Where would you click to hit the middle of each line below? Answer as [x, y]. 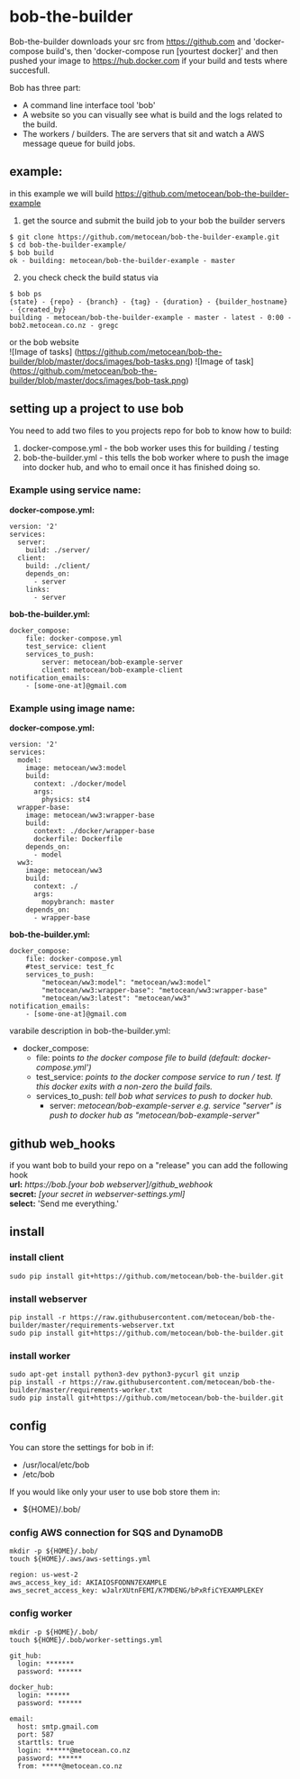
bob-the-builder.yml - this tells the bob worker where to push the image [155, 458]
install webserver [48, 1299]
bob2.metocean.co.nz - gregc [64, 325]
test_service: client [66, 646]
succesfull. [30, 70]
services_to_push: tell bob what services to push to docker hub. [155, 1096]
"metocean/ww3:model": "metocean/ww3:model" [127, 983]
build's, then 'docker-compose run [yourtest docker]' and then [162, 50]
